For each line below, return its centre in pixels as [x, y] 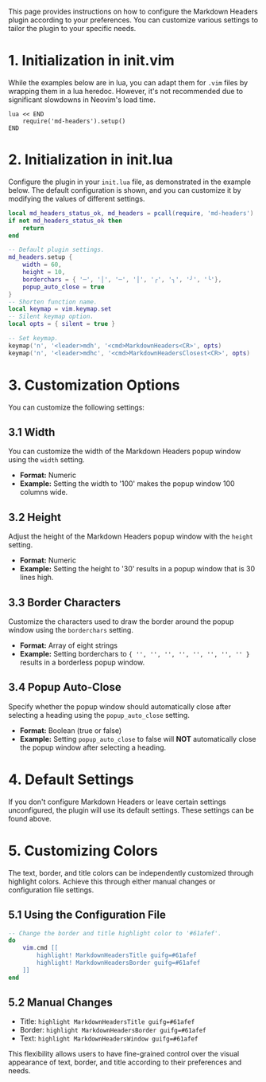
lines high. [37, 578]
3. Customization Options [94, 385]
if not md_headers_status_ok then [66, 221]
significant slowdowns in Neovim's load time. [82, 100]
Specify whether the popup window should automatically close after [120, 706]
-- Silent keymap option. [51, 317]
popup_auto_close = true [64, 287]
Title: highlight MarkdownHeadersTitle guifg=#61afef [107, 1021]
